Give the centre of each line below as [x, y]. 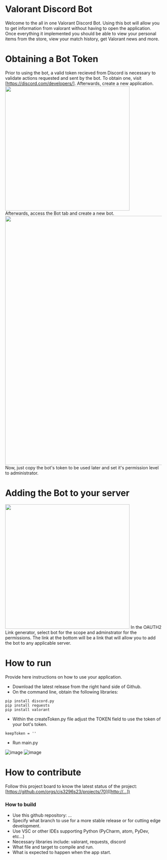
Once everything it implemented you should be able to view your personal [81, 33]
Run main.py [25, 742]
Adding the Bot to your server [67, 493]
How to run [28, 663]
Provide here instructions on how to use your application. [64, 677]
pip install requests [28, 705]
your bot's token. [30, 724]
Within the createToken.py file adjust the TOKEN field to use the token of [86, 719]
